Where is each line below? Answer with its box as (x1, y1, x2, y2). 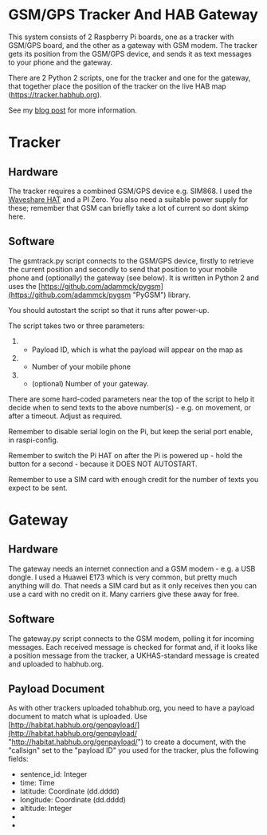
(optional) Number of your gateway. (31, 378, 149, 388)
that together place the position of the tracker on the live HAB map (8, 81, 227, 91)
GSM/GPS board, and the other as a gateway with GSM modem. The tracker (8, 40, 258, 49)
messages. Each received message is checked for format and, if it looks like (8, 642, 257, 651)
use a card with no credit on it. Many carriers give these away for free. (8, 589, 239, 599)
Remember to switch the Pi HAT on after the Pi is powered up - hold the (8, 450, 243, 460)
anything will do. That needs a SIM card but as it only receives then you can (8, 580, 257, 590)
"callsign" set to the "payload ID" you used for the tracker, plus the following (8, 746, 259, 755)
